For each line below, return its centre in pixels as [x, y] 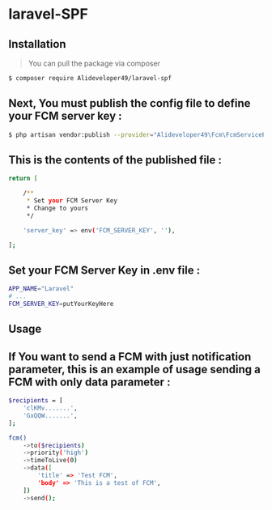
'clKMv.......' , [51, 408]
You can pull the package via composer [94, 63]
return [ [23, 179]
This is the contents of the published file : [115, 160]
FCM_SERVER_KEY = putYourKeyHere [61, 304]
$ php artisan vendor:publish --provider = [81, 134]
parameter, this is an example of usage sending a [135, 369]
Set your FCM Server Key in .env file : [104, 270]
